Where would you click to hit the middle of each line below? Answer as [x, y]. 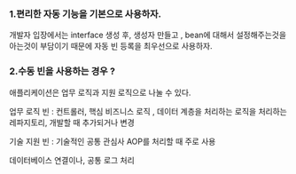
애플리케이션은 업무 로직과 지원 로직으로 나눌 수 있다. [100, 92]
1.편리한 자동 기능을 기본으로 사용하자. [86, 13]
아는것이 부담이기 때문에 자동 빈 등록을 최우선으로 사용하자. [111, 46]
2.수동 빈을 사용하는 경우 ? [62, 71]
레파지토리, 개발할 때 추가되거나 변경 [72, 123]
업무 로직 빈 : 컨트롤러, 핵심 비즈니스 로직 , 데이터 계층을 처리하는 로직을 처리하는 [148, 111]
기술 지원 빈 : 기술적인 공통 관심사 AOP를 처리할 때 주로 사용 [113, 141]
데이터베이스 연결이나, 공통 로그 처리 [72, 160]
